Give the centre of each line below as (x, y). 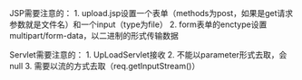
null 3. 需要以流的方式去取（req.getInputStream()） (105, 66)
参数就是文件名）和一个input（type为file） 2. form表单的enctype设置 (138, 24)
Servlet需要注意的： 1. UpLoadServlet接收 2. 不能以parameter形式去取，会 (148, 55)
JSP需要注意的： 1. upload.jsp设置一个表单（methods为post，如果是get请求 (151, 13)
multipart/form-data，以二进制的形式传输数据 (94, 36)
